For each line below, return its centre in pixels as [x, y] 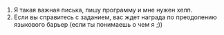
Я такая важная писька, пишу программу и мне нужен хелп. [103, 10]
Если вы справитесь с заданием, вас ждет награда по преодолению [115, 17]
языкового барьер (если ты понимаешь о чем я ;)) [88, 24]
